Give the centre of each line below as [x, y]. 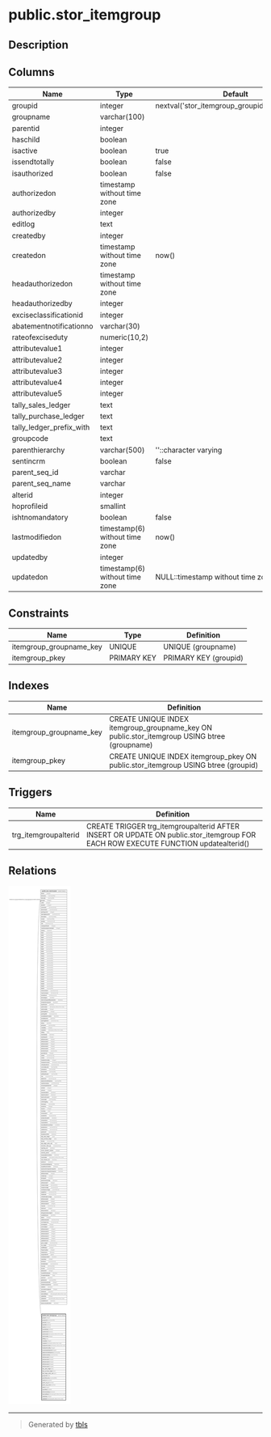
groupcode [30, 439]
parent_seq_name [41, 484]
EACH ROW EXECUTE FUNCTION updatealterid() [168, 843]
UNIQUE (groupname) [200, 646]
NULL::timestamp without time [205, 577]
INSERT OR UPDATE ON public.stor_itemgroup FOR [171, 834]
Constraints [39, 613]
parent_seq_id [35, 473]
